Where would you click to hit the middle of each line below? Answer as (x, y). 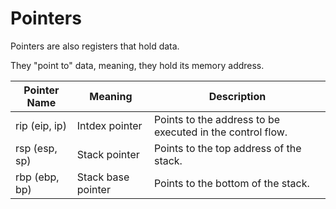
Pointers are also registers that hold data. (95, 46)
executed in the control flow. (220, 132)
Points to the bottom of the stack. (231, 183)
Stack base (103, 177)
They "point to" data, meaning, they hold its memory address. (137, 65)
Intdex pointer (109, 125)
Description (237, 96)
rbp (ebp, (37, 177)
